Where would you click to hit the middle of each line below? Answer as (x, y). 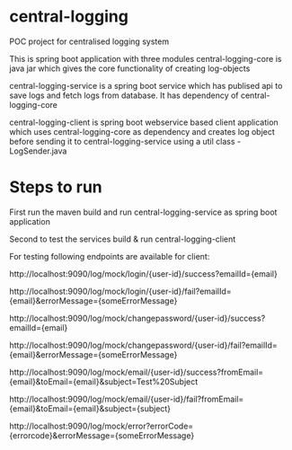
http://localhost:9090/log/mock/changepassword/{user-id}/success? (137, 318)
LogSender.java (38, 151)
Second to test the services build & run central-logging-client (123, 239)
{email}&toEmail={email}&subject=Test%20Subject (104, 381)
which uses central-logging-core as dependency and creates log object (142, 131)
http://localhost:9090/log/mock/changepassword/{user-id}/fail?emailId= (143, 345)
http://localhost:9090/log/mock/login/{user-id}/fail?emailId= (120, 291)
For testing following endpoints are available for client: (110, 256)
